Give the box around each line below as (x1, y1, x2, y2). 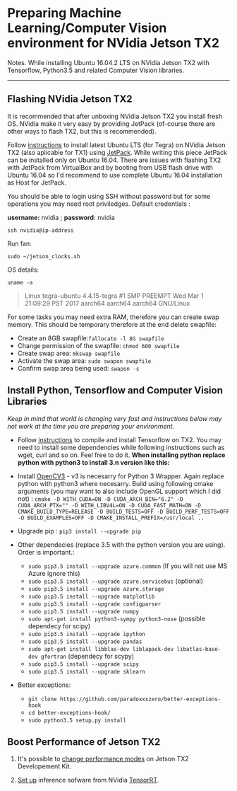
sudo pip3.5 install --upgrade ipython (28, 630, 146, 637)
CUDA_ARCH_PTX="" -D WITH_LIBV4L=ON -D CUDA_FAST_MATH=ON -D (17, 502, 202, 509)
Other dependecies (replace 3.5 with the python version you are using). (17, 540, 226, 549)
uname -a (7, 279, 33, 286)
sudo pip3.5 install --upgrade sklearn (28, 668, 146, 675)
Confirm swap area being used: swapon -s (17, 364, 140, 372)
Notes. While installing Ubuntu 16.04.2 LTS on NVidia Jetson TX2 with (7, 58, 210, 67)
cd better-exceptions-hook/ (28, 709, 111, 716)
